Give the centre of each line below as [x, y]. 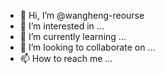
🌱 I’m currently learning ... [73, 36]
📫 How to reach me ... [66, 58]
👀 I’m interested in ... [62, 26]
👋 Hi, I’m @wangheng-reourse [82, 15]
